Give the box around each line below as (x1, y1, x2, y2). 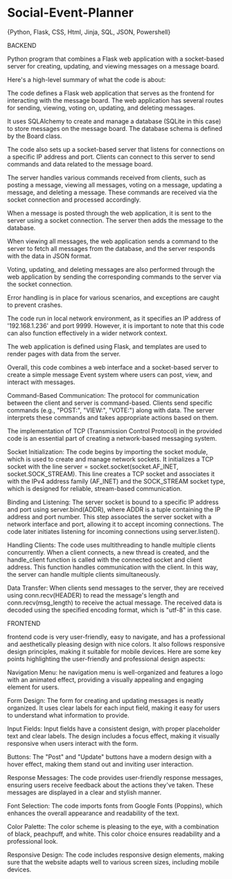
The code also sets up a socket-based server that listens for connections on (7, 145, 225, 153)
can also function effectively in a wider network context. (7, 329, 168, 337)
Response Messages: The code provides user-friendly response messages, (7, 773, 223, 781)
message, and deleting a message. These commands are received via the (7, 188, 218, 196)
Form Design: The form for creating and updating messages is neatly (7, 696, 204, 704)
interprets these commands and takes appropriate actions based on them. (7, 413, 219, 421)
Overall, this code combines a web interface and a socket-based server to (7, 363, 219, 372)
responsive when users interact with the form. (7, 739, 139, 747)
